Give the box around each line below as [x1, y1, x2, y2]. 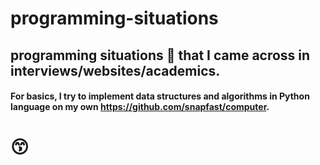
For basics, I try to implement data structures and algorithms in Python [10, 90, 310, 102]
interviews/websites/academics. [10, 62, 221, 79]
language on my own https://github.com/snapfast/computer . [10, 101, 270, 113]
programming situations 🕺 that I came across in [10, 47, 311, 64]
